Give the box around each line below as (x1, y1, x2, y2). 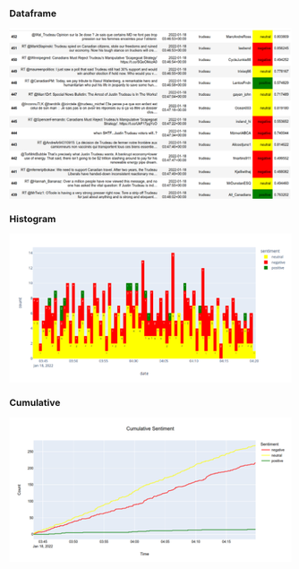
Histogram (9, 212, 56, 225)
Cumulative (9, 396, 61, 409)
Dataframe (9, 7, 57, 20)
